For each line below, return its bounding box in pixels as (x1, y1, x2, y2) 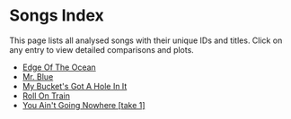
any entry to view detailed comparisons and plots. (9, 44, 195, 55)
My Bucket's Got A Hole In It (22, 81, 128, 91)
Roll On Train (22, 90, 70, 101)
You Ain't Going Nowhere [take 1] (22, 99, 145, 110)
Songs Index (9, 5, 105, 26)
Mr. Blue (22, 71, 54, 81)
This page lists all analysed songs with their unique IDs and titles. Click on (9, 35, 283, 46)
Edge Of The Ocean (22, 62, 96, 72)
